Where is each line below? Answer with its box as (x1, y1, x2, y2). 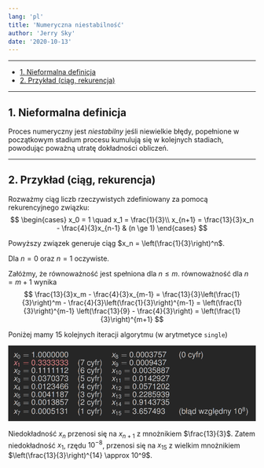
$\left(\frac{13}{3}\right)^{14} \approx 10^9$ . (8, 451, 153, 460)
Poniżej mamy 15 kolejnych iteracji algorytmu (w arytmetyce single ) (8, 330, 228, 339)
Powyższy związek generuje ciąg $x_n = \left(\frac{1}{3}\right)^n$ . (8, 238, 225, 247)
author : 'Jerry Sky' (8, 29, 76, 37)
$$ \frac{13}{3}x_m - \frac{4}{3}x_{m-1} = (24, 289, 161, 298)
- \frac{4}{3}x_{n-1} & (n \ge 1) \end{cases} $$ (56, 223, 208, 232)
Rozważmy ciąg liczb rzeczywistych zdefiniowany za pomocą (8, 194, 208, 203)
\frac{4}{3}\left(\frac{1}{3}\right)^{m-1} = (68, 298, 202, 307)
